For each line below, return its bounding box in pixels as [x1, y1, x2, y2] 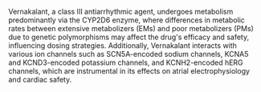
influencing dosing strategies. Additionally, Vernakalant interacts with [8, 41, 237, 50]
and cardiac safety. [8, 75, 72, 84]
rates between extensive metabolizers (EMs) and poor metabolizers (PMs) [8, 24, 255, 33]
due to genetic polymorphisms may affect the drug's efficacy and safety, [8, 32, 250, 42]
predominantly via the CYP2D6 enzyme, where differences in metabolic [8, 15, 245, 25]
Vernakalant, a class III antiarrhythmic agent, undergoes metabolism [8, 7, 234, 16]
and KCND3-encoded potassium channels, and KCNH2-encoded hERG [8, 58, 243, 67]
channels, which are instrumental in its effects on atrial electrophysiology [8, 66, 251, 75]
